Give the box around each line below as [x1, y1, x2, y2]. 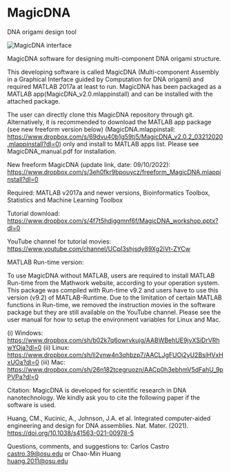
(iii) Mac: [40, 357, 66, 366]
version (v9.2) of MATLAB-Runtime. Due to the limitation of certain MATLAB [7, 293, 222, 302]
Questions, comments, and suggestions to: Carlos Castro [7, 442, 170, 450]
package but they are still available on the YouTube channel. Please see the [7, 308, 221, 316]
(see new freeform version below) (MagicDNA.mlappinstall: [7, 125, 176, 133]
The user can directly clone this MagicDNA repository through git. [7, 110, 194, 119]
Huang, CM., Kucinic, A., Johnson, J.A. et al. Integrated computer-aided [7, 414, 211, 422]
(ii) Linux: [43, 343, 70, 351]
